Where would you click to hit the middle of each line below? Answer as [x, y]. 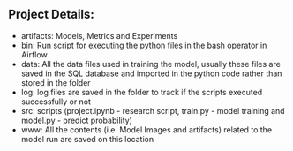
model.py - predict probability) [77, 120]
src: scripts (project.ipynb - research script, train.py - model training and [153, 110]
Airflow [34, 54]
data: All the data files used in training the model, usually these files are [151, 64]
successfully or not [56, 102]
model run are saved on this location [87, 139]
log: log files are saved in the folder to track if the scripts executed [142, 92]
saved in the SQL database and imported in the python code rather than [151, 73]
